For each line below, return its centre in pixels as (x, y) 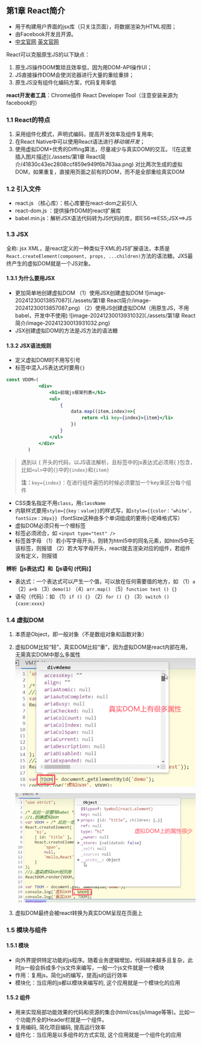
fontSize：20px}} (36, 518)
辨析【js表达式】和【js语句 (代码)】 (50, 568)
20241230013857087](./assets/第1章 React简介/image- (83, 300)
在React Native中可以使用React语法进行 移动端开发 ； (80, 142)
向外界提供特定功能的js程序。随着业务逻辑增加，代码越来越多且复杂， (101, 960)
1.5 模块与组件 (27, 930)
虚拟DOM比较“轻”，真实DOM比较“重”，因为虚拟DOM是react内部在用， (103, 647)
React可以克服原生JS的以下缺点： (48, 54)
